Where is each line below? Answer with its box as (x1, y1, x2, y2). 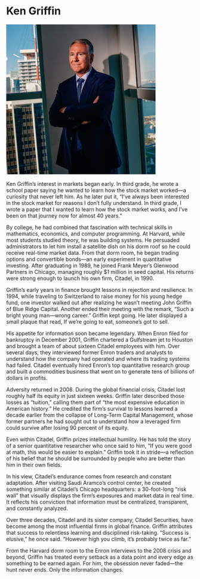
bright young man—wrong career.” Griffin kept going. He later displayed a (6, 312, 187, 319)
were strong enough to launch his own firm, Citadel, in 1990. (6, 275, 154, 282)
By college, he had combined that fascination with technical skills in (6, 224, 173, 231)
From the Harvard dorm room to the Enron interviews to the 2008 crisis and (6, 547, 192, 554)
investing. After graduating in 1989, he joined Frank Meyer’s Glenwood (6, 262, 179, 269)
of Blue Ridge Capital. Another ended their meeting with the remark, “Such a (6, 305, 194, 312)
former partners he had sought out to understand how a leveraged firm (6, 418, 181, 425)
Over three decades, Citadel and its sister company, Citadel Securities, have (6, 516, 193, 523)
